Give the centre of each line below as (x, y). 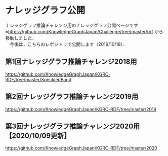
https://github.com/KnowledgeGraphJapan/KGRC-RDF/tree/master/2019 (81, 109)
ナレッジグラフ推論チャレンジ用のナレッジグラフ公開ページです (72, 25)
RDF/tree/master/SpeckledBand (38, 79)
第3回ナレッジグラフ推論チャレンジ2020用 (73, 126)
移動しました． (21, 38)
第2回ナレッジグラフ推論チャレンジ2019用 (72, 97)
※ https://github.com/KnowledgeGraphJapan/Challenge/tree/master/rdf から (84, 31)
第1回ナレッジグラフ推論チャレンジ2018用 (71, 62)
